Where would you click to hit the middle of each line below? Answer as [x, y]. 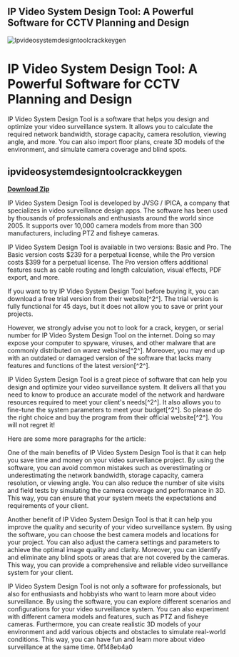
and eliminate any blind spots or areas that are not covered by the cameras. [118, 557]
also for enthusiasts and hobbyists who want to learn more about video [112, 594]
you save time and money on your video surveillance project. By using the [116, 460]
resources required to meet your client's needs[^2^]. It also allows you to [114, 402]
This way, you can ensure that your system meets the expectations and [112, 498]
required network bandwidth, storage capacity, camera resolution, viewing [117, 134]
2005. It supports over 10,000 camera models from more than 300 [105, 225]
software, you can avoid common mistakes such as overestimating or [109, 467]
